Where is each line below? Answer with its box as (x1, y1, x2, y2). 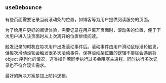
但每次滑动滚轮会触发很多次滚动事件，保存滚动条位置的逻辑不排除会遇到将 (5, 49, 157, 56)
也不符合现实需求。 (9, 62, 48, 68)
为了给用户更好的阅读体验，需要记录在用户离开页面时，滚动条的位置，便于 (5, 27, 157, 33)
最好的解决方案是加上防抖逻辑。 (5, 73, 70, 79)
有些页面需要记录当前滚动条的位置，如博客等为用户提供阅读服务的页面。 (5, 16, 152, 22)
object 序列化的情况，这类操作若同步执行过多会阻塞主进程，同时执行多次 (5, 56, 154, 62)
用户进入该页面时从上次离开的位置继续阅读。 (9, 33, 100, 39)
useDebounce (5, 4, 42, 11)
